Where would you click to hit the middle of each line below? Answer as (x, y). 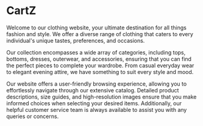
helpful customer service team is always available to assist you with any (97, 109)
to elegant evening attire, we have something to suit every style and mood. (100, 72)
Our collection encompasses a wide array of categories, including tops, (96, 52)
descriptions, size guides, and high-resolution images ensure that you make (101, 97)
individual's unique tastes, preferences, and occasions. (76, 40)
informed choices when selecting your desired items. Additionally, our (94, 103)
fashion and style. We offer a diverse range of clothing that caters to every (100, 34)
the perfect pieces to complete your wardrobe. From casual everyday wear (100, 65)
